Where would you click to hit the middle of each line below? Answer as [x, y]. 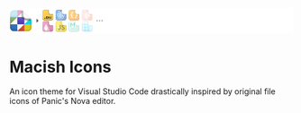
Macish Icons [60, 67]
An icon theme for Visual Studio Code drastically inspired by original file [143, 91]
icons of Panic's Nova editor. [63, 101]
